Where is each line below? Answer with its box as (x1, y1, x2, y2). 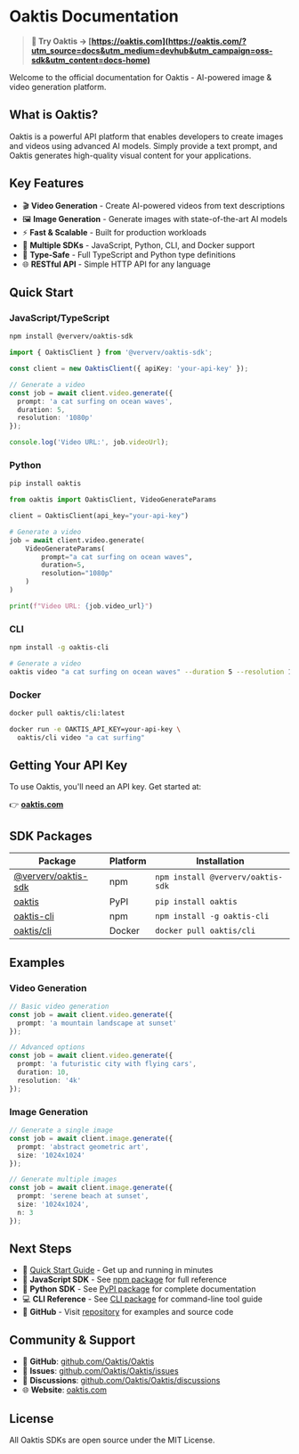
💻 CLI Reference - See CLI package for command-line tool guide (21, 1293, 263, 1304)
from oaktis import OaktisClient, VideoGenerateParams (9, 495, 217, 505)
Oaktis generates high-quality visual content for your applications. (9, 150, 252, 161)
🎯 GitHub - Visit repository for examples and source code (21, 1307, 234, 1318)
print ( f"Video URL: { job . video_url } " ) (9, 601, 153, 610)
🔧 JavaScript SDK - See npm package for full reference (21, 1274, 227, 1285)
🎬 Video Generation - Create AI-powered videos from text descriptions (21, 200, 286, 211)
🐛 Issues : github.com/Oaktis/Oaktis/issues (21, 1366, 180, 1376)
